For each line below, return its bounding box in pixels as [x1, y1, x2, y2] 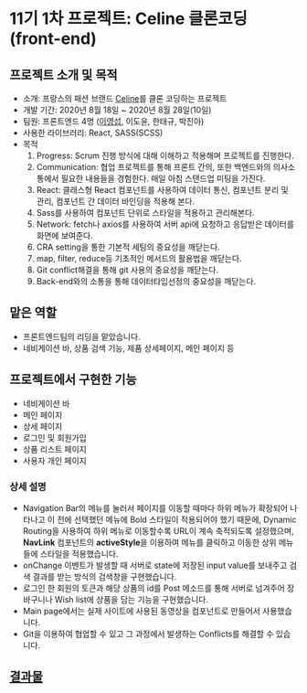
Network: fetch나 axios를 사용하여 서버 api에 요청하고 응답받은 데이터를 [36, 219, 295, 229]
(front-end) [9, 28, 98, 49]
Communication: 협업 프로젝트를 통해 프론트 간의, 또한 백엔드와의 [36, 162, 271, 172]
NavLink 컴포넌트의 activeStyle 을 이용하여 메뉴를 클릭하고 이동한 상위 [22, 537, 277, 548]
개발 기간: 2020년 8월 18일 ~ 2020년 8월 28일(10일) [22, 104, 212, 115]
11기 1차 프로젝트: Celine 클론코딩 [9, 8, 249, 29]
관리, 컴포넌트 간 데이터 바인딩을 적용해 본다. [36, 196, 196, 207]
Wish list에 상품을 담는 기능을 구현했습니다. [54, 593, 208, 604]
